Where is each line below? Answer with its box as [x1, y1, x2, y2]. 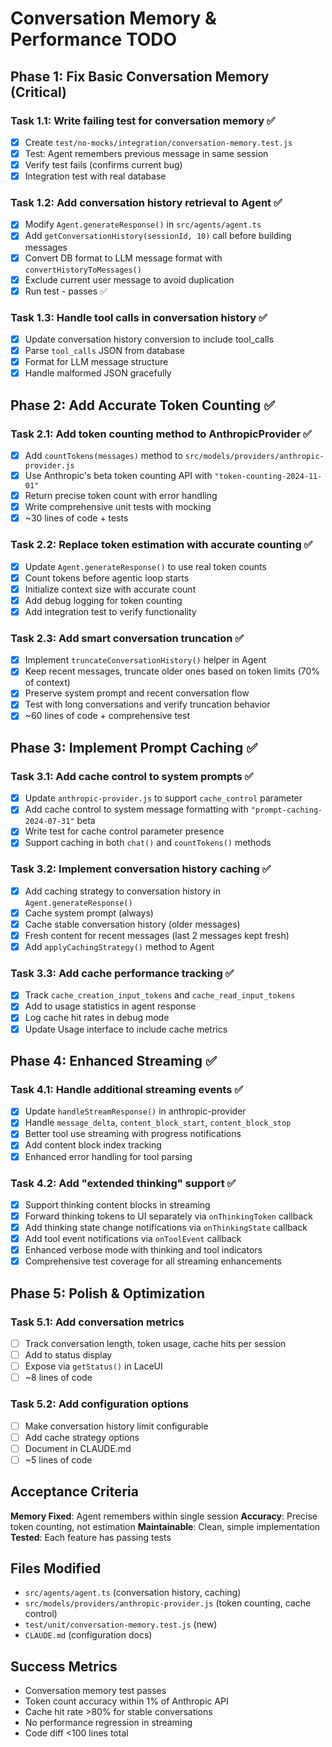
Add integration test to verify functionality [24, 605, 197, 617]
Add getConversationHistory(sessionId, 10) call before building [24, 230, 292, 242]
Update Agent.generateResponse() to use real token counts [24, 560, 267, 572]
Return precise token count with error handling [24, 490, 218, 502]
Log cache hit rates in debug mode [24, 1012, 170, 1024]
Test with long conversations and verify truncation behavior [24, 698, 271, 711]
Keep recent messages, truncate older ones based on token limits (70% [24, 665, 321, 677]
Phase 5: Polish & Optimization [10, 1285, 205, 1302]
